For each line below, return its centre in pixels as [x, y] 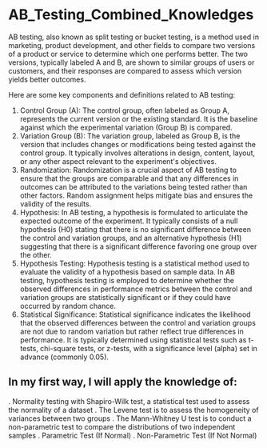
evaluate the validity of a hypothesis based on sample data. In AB [128, 272]
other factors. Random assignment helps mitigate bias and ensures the [136, 195]
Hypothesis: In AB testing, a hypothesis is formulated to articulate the [134, 212]
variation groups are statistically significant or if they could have [126, 297]
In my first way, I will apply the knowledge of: [123, 382]
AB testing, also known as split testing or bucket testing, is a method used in [134, 37]
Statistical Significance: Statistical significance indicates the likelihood [135, 314]
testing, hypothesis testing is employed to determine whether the [127, 280]
